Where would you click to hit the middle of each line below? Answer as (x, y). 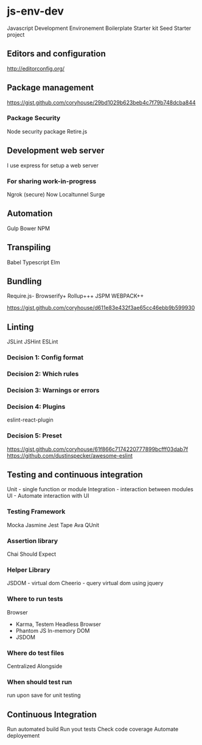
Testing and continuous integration (75, 474)
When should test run (40, 682)
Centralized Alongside (35, 666)
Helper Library (29, 570)
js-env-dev (36, 11)
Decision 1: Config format (45, 358)
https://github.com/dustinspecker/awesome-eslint (70, 455)
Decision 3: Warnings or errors (53, 390)
